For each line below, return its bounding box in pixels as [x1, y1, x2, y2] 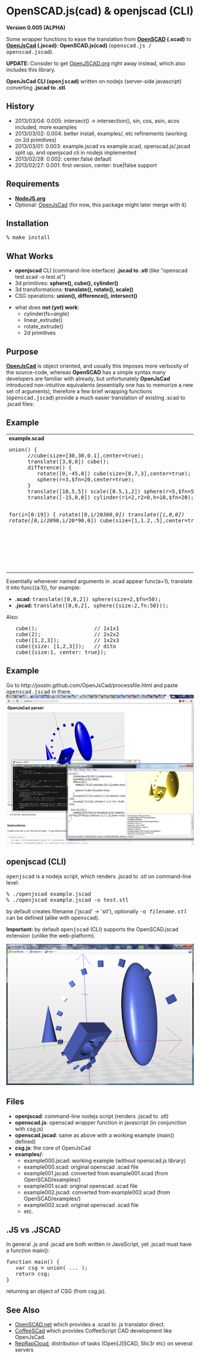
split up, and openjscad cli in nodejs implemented [14, 149, 137, 156]
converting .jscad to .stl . [6, 84, 67, 91]
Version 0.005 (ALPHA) [6, 24, 65, 31]
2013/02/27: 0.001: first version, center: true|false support [14, 161, 157, 168]
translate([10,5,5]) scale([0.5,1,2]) [27, 488, 141, 495]
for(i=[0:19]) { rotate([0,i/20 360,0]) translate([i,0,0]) [8, 511, 185, 518]
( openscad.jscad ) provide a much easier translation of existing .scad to [6, 394, 186, 401]
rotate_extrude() [23, 323, 64, 330]
